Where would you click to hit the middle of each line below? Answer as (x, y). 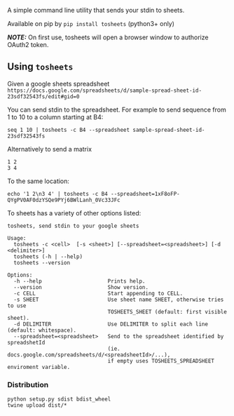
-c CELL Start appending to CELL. (98, 293)
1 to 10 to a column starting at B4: (55, 117)
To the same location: (39, 181)
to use (17, 306)
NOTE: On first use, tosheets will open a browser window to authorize (108, 37)
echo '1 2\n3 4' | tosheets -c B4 (58, 194)
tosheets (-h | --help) (48, 256)
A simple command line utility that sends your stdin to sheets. (96, 10)
